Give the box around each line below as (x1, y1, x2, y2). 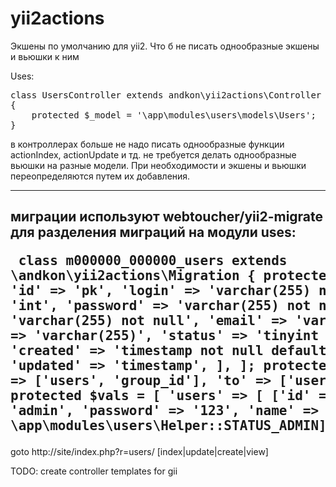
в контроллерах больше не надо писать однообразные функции (10, 138, 285, 150)
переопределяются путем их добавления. (10, 170, 191, 182)
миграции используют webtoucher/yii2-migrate (10, 208, 324, 226)
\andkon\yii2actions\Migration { (10, 268, 256, 284)
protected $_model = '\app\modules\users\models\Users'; (31, 109, 317, 121)
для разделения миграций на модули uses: (10, 224, 297, 241)
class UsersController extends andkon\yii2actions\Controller (10, 89, 322, 101)
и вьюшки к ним (10, 50, 80, 62)
